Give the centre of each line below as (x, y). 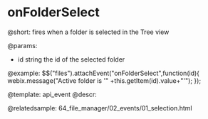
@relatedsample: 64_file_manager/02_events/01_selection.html (100, 108)
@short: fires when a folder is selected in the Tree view (88, 32)
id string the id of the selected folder (71, 59)
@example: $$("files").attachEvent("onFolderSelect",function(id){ (104, 73)
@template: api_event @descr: (52, 94)
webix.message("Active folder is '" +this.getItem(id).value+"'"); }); (104, 80)
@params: (22, 45)
